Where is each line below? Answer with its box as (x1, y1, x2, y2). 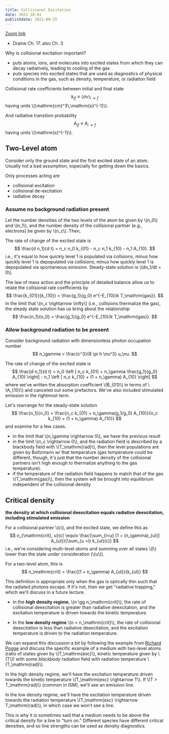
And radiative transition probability (5, 112, 77, 119)
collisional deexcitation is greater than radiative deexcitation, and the (12, 604, 155, 610)
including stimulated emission (5, 515, 70, 521)
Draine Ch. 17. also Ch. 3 (12, 40, 64, 46)
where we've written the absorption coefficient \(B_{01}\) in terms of (5, 382, 147, 388)
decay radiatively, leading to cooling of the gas (12, 65, 110, 71)
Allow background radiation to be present (5, 326, 109, 333)
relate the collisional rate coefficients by (5, 285, 88, 291)
